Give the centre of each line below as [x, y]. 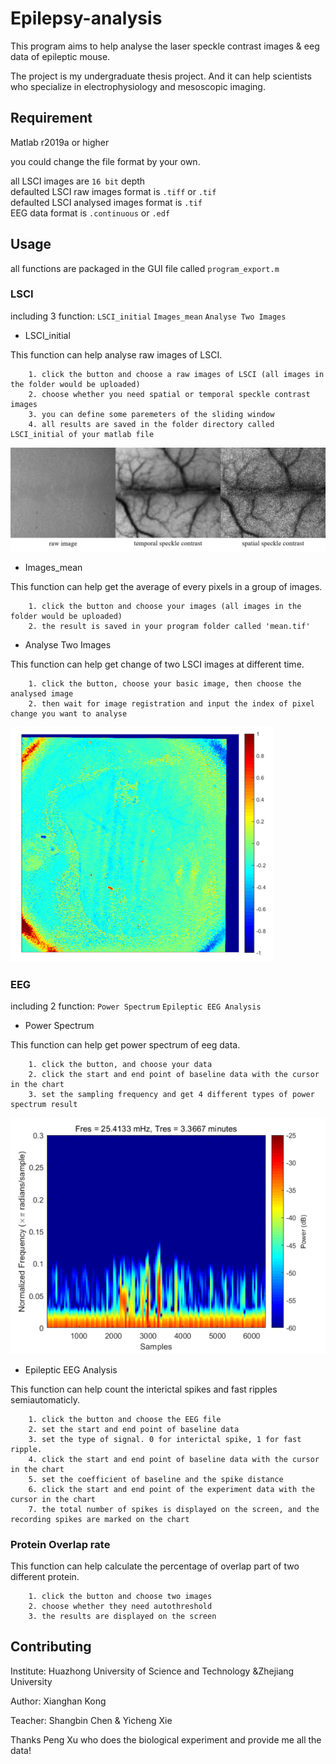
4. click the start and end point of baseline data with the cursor [174, 1459]
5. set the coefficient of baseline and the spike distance [156, 1479]
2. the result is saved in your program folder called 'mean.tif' [169, 626]
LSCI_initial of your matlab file [82, 434]
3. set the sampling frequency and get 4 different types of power [171, 1095]
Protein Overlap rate [60, 1544]
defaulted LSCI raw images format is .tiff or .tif [113, 191]
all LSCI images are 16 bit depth [78, 181]
